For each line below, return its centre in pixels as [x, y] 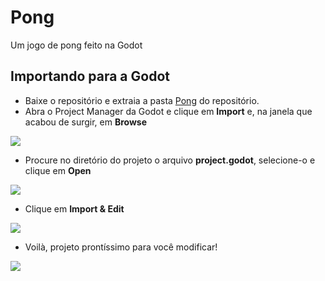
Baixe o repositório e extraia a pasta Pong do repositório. [142, 100]
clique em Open [58, 170]
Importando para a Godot [90, 76]
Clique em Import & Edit [74, 208]
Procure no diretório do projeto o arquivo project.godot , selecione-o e [170, 160]
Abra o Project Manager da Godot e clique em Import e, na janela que [168, 111]
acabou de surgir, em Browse [86, 122]
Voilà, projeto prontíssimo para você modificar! [121, 247]
